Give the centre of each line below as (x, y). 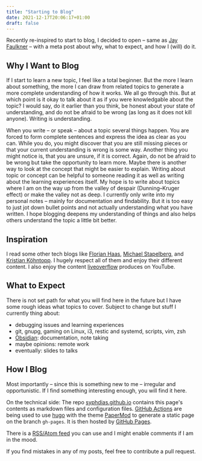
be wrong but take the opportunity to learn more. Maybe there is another (96, 163)
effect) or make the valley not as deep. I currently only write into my (90, 195)
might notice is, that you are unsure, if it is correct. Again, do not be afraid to (101, 156)
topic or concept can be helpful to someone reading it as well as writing (95, 175)
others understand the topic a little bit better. (62, 221)
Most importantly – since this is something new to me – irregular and (91, 384)
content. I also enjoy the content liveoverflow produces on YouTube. (91, 267)
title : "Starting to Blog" (40, 12)
